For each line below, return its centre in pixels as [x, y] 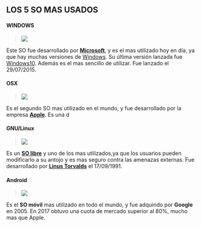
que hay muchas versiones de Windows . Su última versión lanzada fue [94, 56]
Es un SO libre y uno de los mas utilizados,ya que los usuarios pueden [94, 153]
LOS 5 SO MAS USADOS [52, 10]
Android [17, 180]
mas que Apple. [26, 218]
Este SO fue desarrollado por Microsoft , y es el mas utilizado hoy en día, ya [100, 50]
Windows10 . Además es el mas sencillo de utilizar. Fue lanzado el [88, 63]
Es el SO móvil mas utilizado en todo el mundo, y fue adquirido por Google [100, 205]
